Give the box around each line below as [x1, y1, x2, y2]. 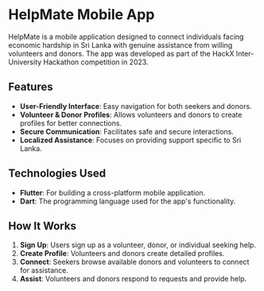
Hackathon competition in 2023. [43, 57, 149, 67]
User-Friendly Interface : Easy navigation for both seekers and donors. [19, 101, 252, 111]
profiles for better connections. [19, 118, 122, 128]
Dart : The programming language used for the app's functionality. [19, 196, 236, 206]
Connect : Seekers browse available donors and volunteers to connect [19, 257, 250, 267]
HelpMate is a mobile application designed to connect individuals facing [8, 32, 244, 41]
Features [8, 80, 53, 94]
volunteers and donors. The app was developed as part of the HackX [8, 48, 235, 58]
